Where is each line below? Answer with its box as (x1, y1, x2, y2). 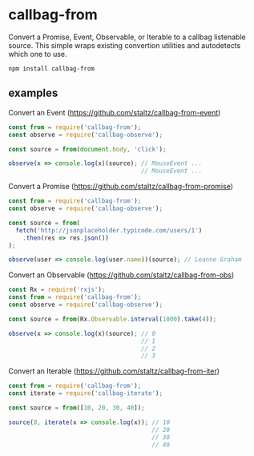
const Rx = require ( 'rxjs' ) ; (8, 286, 106, 294)
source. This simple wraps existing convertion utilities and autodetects (8, 40, 241, 50)
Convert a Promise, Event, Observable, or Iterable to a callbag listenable (8, 32, 246, 42)
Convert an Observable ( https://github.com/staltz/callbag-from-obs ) (8, 270, 235, 280)
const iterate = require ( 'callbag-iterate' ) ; (8, 389, 163, 397)
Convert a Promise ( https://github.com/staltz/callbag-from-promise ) (8, 182, 234, 192)
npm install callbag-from (8, 64, 95, 73)
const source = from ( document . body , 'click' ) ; (8, 145, 167, 153)
